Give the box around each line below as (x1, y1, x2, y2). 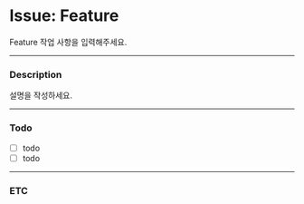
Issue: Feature (9, 5, 119, 26)
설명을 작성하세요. (9, 90, 73, 101)
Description (9, 68, 62, 81)
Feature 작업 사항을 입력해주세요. (9, 36, 128, 47)
